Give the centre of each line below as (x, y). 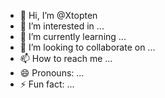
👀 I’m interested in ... (62, 26)
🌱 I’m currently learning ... (73, 36)
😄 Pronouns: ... (52, 73)
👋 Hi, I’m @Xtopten (58, 15)
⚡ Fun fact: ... (47, 84)
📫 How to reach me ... (66, 58)
